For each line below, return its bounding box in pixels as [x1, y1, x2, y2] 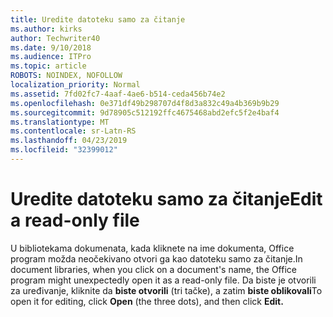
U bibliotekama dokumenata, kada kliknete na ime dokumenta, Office [10, 242, 295, 254]
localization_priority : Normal [10, 80, 141, 90]
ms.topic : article [10, 61, 87, 71]
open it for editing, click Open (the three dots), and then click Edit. [10, 295, 284, 307]
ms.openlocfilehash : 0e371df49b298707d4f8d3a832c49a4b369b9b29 [10, 98, 280, 108]
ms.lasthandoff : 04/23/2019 [10, 136, 128, 146]
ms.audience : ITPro [10, 52, 92, 62]
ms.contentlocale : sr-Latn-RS [10, 126, 137, 136]
